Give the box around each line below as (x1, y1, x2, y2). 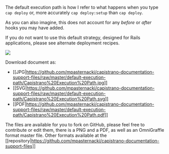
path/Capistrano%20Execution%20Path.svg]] (12, 96, 109, 101)
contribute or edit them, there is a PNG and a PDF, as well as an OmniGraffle (5, 127, 164, 133)
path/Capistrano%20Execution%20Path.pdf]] (12, 112, 108, 118)
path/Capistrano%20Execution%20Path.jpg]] (12, 80, 108, 85)
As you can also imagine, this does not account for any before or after (5, 20, 152, 25)
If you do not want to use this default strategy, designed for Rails (5, 35, 141, 40)
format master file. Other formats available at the (5, 132, 107, 138)
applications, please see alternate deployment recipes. (5, 40, 120, 46)
